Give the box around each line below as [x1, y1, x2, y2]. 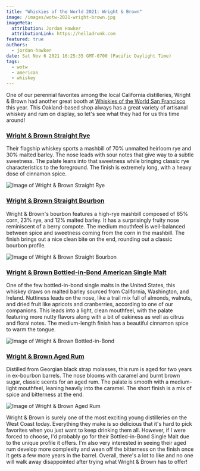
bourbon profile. [6, 241, 46, 249]
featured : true [6, 36, 44, 42]
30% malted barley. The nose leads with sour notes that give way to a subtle [6, 151, 194, 158]
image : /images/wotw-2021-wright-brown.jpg [6, 14, 116, 20]
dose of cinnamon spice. [6, 170, 67, 177]
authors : [6, 42, 28, 48]
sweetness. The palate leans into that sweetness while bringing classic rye [6, 158, 189, 165]
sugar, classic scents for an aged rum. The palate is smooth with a [6, 378, 169, 385]
